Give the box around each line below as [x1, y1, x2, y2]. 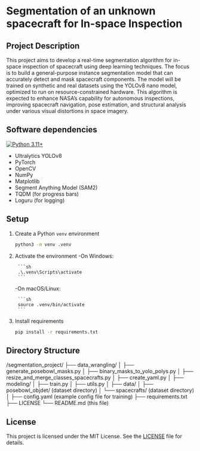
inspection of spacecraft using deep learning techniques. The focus [23, 63, 190, 70]
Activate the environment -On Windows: [14, 252, 114, 260]
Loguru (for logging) [14, 196, 65, 204]
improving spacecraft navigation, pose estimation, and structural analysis [6, 101, 186, 108]
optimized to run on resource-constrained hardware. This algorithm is [6, 89, 178, 95]
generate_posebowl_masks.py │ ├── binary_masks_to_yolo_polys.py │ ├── [6, 368, 194, 375]
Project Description [6, 41, 80, 51]
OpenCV [14, 164, 36, 172]
